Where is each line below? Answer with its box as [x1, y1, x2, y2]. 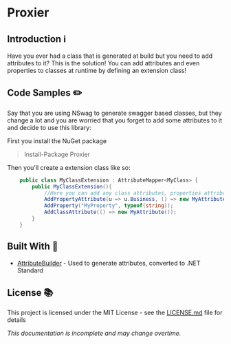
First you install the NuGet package [7, 136, 107, 145]
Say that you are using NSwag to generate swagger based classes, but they [7, 109, 222, 117]
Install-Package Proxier [23, 150, 91, 158]
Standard [16, 266, 43, 275]
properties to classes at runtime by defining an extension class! [7, 67, 187, 74]
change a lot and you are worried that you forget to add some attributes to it [7, 116, 222, 125]
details [7, 316, 26, 324]
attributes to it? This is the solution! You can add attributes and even [7, 59, 200, 67]
